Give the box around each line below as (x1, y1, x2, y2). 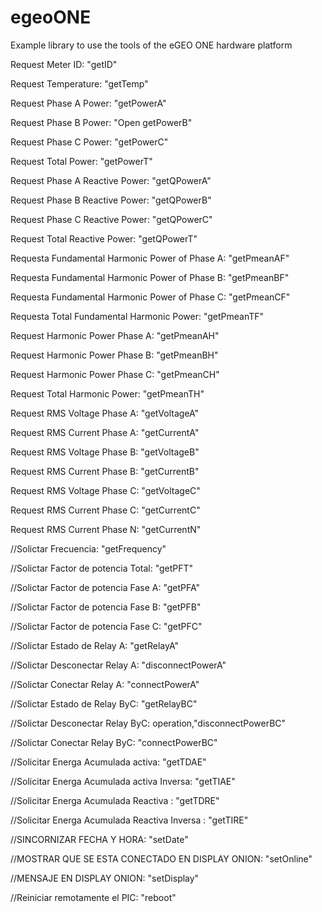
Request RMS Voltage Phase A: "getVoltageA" (10, 407, 200, 419)
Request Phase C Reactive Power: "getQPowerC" (10, 213, 213, 225)
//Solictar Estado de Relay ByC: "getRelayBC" (10, 697, 198, 710)
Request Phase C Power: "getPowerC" (10, 136, 169, 148)
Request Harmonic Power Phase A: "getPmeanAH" (10, 329, 220, 341)
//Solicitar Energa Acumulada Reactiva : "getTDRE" (10, 794, 220, 806)
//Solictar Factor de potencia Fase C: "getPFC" (10, 620, 203, 632)
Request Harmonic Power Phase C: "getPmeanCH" (10, 368, 220, 380)
